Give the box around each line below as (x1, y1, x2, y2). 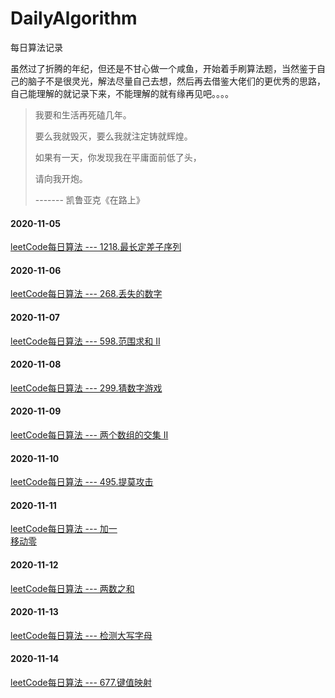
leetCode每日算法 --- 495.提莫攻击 (10, 476, 154, 488)
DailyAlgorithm (10, 7, 138, 30)
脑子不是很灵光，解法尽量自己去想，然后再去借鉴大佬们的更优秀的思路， (27, 75, 326, 87)
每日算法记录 (10, 41, 63, 53)
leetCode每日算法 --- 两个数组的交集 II (10, 428, 169, 441)
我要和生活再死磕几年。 (34, 108, 132, 121)
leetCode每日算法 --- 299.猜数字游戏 (10, 382, 163, 394)
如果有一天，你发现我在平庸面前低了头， (34, 151, 202, 163)
